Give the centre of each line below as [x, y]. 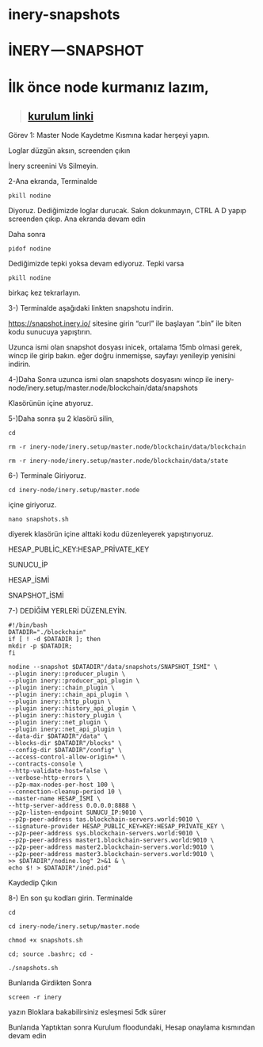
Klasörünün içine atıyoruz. [51, 403]
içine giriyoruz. [32, 505]
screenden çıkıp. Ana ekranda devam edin [77, 219]
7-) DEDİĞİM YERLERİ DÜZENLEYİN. [68, 611]
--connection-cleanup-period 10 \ [65, 792]
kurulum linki [60, 116]
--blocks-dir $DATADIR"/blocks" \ [65, 743]
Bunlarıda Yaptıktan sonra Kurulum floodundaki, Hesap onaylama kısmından [132, 1027]
